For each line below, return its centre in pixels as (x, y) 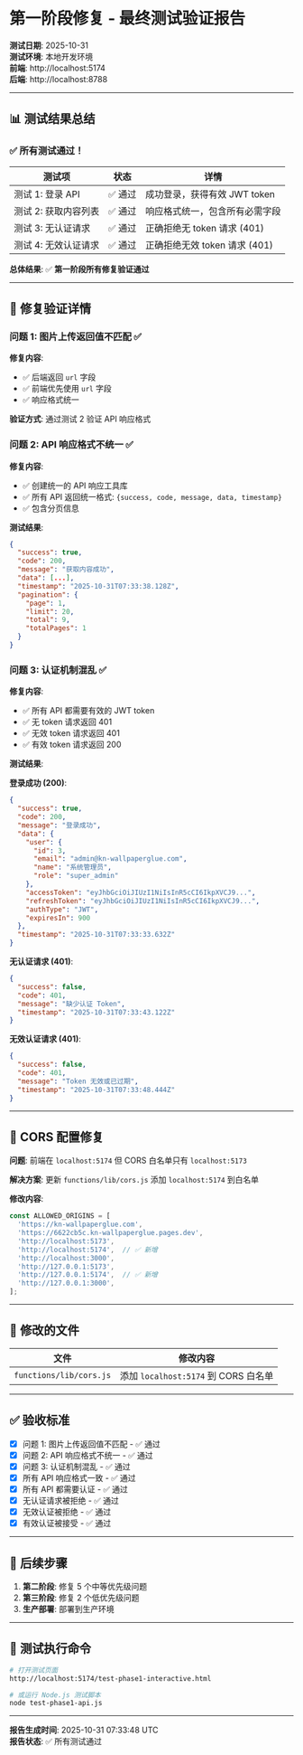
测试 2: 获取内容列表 (57, 211)
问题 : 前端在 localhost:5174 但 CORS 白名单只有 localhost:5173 (129, 1161)
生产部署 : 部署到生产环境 (68, 1609)
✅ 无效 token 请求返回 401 (71, 733)
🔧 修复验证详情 (50, 309)
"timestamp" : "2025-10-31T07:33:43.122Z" (96, 1012)
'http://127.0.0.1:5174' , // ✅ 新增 (87, 1275)
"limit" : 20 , (50, 611)
